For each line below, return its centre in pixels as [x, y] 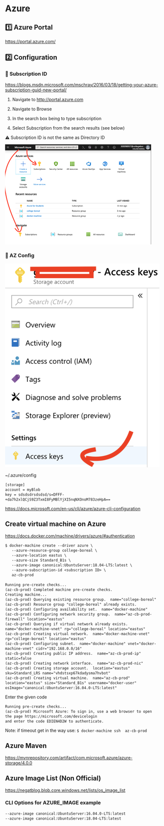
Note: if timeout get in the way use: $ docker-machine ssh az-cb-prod [76, 730]
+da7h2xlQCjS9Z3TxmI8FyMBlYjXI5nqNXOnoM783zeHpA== [58, 500]
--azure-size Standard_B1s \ [41, 560]
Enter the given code [26, 697]
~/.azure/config [21, 475]
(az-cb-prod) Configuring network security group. [58, 614]
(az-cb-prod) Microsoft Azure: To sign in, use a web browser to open [79, 711]
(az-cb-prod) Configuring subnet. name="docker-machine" [65, 643]
